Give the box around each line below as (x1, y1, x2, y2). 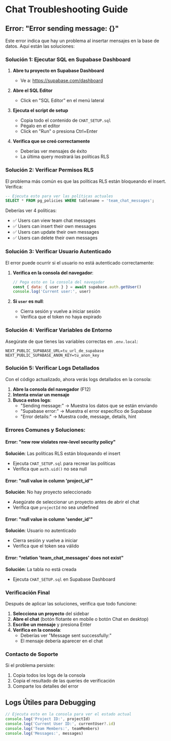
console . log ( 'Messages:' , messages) (5, 731, 83, 736)
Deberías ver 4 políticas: (5, 207, 57, 214)
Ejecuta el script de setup (12, 107, 68, 113)
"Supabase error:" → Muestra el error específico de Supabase (20, 408, 152, 414)
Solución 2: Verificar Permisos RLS (5, 166, 94, 174)
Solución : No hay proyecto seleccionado (5, 489, 92, 495)
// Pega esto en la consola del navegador (12, 279, 105, 284)
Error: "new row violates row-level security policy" (5, 439, 116, 445)
